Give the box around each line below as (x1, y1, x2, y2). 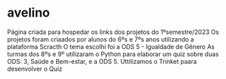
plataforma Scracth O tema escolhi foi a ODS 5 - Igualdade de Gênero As (7, 42, 215, 51)
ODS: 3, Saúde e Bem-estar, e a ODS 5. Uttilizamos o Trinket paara (7, 57, 197, 65)
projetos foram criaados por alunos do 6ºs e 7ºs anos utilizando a (7, 35, 195, 43)
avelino (7, 5, 50, 21)
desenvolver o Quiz (7, 64, 63, 73)
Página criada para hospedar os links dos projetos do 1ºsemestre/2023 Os (7, 28, 219, 36)
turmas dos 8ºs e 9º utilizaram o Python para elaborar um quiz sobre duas (7, 50, 219, 58)
